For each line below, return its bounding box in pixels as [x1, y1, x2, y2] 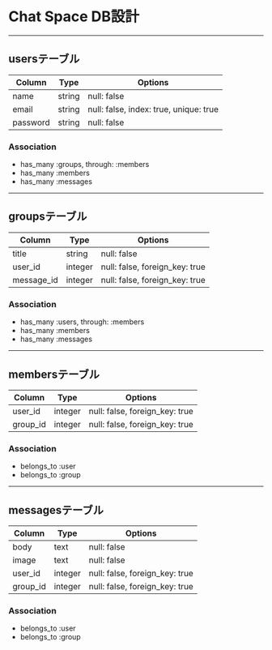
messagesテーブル [8, 503, 104, 517]
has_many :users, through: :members [19, 317, 145, 327]
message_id [12, 274, 58, 285]
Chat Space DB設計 [8, 7, 140, 26]
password [12, 117, 50, 128]
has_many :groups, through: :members [19, 160, 150, 169]
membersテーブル [8, 367, 100, 381]
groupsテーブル [8, 210, 87, 224]
